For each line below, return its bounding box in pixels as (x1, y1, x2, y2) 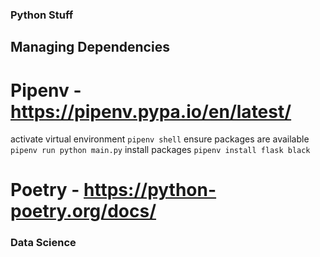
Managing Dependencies (10, 39, 170, 56)
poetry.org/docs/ (10, 200, 157, 223)
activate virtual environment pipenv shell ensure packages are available (10, 133, 310, 145)
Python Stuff (10, 8, 74, 22)
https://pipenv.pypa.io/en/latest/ (10, 100, 292, 123)
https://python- (83, 179, 217, 202)
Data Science (10, 236, 77, 250)
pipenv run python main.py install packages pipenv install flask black (10, 144, 311, 156)
